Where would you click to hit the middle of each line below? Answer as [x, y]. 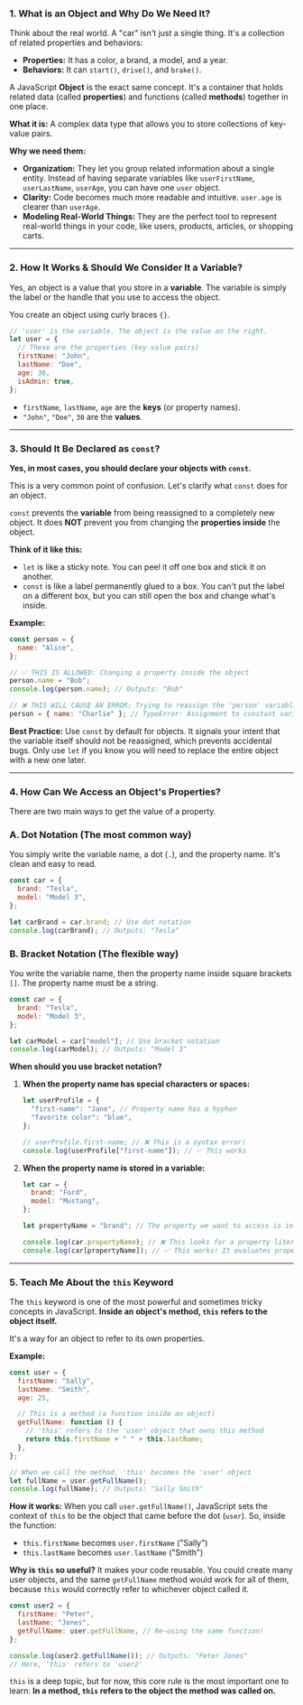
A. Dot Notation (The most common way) [101, 835]
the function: [33, 1525]
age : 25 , [34, 1398]
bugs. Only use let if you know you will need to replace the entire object [144, 750]
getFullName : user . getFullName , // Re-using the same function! [141, 1631]
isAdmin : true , [46, 381]
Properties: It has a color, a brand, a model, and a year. [125, 61]
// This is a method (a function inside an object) [117, 1414]
